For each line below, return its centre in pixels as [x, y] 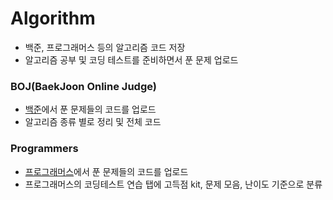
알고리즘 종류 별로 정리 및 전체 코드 [93, 122]
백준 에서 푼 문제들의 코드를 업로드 [90, 109]
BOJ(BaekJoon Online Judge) [83, 86]
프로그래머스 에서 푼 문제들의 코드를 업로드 [106, 171]
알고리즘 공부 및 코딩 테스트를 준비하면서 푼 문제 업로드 [131, 59]
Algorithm [53, 18]
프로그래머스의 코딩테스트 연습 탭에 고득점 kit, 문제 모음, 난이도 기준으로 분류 [173, 184]
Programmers [44, 149]
